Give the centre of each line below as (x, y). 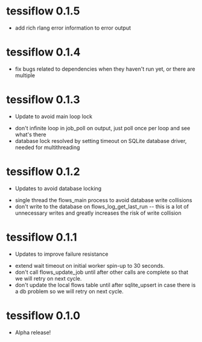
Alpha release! (33, 332)
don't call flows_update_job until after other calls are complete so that (102, 272)
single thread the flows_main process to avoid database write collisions (103, 200)
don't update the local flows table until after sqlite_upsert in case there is (105, 285)
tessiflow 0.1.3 (43, 100)
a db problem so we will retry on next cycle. (69, 291)
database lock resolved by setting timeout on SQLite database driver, (101, 141)
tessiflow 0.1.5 (43, 11)
